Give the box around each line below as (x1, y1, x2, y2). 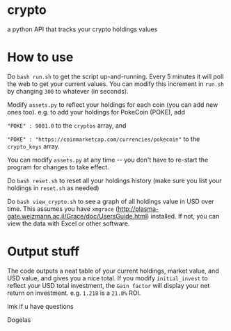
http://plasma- (118, 204, 159, 213)
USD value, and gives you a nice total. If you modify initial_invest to (7, 273, 208, 282)
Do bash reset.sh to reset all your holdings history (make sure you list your (7, 176, 222, 185)
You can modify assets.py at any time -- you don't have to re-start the (7, 155, 209, 164)
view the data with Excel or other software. (7, 219, 130, 228)
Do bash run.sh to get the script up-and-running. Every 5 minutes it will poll (7, 72, 224, 80)
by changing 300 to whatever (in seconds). (7, 87, 129, 95)
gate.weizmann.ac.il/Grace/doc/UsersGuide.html (7, 212, 148, 220)
